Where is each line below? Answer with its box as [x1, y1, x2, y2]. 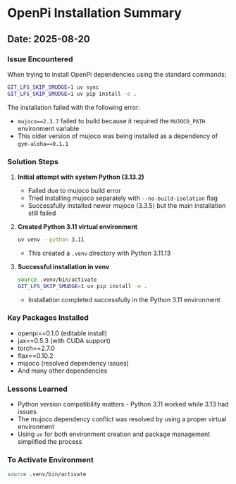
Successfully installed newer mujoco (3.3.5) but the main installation [27, 201, 226, 209]
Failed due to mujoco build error [27, 186, 121, 194]
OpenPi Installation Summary [7, 5, 182, 21]
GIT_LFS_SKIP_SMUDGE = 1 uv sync [7, 83, 99, 91]
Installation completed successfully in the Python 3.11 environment [27, 295, 221, 304]
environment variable [17, 124, 80, 132]
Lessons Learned [7, 384, 68, 394]
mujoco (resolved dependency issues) [17, 359, 129, 367]
